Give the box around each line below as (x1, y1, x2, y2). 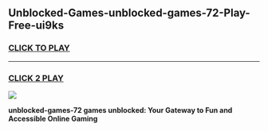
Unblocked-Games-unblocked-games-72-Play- (8, 6, 250, 20)
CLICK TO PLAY (8, 43, 70, 54)
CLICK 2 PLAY (8, 72, 64, 83)
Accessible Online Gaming (8, 114, 98, 123)
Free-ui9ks (8, 19, 65, 33)
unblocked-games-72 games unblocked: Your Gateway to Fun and (8, 105, 233, 114)
